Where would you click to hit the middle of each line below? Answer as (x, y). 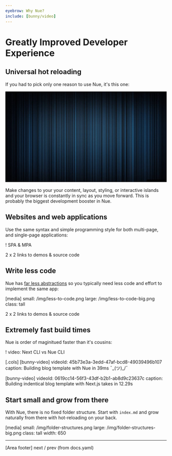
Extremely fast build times (48, 330)
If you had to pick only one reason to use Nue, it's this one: (67, 84)
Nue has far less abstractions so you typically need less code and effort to (84, 283)
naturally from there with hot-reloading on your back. (61, 418)
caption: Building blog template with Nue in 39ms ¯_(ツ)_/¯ (67, 368)
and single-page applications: (37, 235)
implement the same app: (32, 289)
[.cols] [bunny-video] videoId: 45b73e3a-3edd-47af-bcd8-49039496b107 (84, 362)
